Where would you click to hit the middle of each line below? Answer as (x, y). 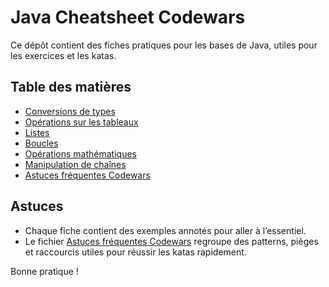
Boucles (41, 143)
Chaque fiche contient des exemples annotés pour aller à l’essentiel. (165, 230)
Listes (37, 132)
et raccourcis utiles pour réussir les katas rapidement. (135, 252)
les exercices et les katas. (63, 55)
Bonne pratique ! (44, 271)
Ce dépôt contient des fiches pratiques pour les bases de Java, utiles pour (164, 45)
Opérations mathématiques (80, 153)
